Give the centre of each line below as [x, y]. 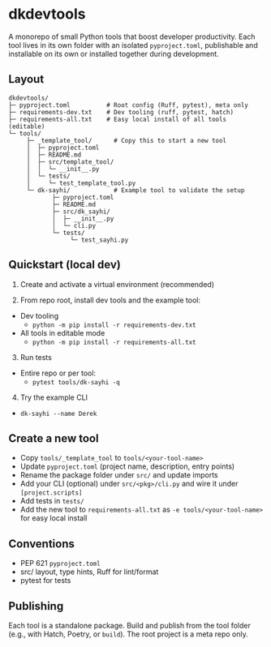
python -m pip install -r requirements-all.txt [114, 342]
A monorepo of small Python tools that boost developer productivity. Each [132, 36]
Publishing [36, 606]
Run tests [36, 357]
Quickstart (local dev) [65, 265]
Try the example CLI [54, 397]
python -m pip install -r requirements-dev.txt [114, 325]
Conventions [42, 544]
